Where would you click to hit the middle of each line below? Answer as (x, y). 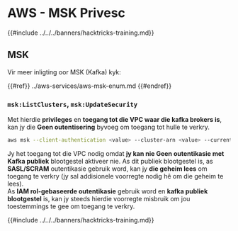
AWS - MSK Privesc (67, 13)
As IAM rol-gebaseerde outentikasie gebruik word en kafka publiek (108, 191)
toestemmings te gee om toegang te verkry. (71, 206)
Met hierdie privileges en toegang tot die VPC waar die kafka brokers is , (114, 120)
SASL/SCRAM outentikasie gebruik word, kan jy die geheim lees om (107, 169)
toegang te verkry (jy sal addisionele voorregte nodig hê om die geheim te (115, 176)
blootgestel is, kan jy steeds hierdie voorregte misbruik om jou (99, 198)
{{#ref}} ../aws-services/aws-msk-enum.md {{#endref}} (90, 86)
